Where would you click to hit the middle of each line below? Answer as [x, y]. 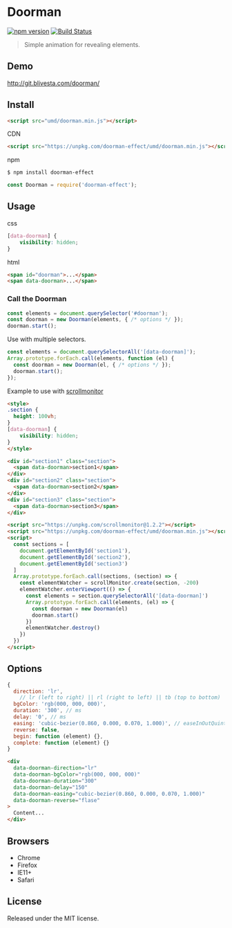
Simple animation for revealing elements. [82, 44]
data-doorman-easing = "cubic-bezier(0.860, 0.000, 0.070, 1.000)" [109, 794]
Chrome [29, 857]
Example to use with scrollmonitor [55, 391]
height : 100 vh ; [35, 417]
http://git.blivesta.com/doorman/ [54, 83]
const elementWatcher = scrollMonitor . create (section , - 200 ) [109, 583]
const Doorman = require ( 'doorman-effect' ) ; [72, 185]
